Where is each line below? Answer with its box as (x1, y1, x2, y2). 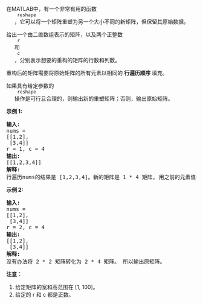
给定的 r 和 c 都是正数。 (14, 291, 74, 298)
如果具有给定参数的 (6, 82, 54, 89)
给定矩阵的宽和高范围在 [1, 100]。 (14, 283, 98, 291)
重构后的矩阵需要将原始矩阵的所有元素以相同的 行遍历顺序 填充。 (6, 69, 168, 77)
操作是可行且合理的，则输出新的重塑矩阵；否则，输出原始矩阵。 (14, 95, 173, 102)
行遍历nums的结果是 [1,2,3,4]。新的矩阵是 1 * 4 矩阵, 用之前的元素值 (6, 174, 196, 180)
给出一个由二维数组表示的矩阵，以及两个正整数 (6, 31, 123, 38)
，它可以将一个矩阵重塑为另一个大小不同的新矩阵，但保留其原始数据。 (14, 18, 189, 25)
